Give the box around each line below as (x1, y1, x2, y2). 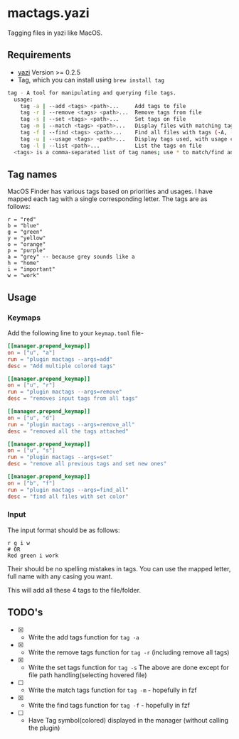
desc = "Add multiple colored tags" (7, 362, 116, 369)
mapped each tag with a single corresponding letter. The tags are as (7, 195, 208, 203)
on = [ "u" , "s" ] (7, 447, 55, 454)
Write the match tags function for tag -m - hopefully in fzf (28, 686, 197, 694)
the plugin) (28, 723, 60, 732)
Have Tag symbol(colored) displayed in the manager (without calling (28, 716, 229, 724)
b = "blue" (7, 222, 40, 230)
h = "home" (7, 259, 40, 267)
